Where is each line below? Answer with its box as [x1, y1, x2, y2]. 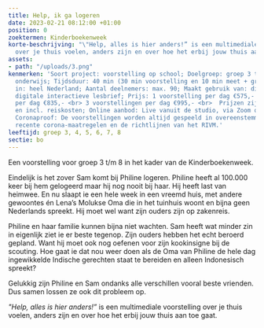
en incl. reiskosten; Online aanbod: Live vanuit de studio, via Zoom [15, 107, 251, 115]
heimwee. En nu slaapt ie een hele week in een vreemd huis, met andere [8, 190, 242, 199]
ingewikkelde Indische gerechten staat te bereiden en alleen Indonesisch [8, 255, 244, 264]
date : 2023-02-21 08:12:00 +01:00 [8, 19, 122, 27]
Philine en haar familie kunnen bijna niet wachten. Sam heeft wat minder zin [8, 221, 253, 230]
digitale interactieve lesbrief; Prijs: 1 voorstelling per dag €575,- [15, 92, 255, 100]
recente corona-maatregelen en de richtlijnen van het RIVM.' [15, 121, 223, 129]
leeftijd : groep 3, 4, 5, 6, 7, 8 [8, 128, 122, 136]
